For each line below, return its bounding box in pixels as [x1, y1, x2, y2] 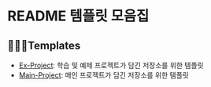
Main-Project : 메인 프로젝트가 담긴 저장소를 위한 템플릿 [18, 71, 190, 79]
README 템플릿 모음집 [7, 7, 150, 25]
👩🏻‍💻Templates [7, 38, 81, 52]
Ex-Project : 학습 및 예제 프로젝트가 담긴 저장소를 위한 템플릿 [18, 60, 204, 70]
